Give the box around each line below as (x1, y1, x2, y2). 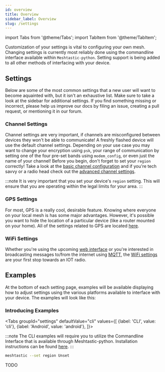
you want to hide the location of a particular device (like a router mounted (5, 217, 155, 223)
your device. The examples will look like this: (5, 294, 96, 300)
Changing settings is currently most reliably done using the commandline (5, 49, 154, 55)
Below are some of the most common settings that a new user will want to (5, 87, 156, 93)
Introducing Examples (5, 307, 59, 314)
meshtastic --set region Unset (5, 353, 70, 358)
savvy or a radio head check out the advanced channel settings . (5, 168, 136, 174)
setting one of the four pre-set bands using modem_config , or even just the (5, 153, 155, 159)
